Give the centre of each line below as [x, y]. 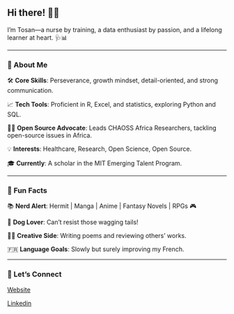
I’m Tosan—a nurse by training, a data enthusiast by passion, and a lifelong [115, 29]
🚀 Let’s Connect [34, 274]
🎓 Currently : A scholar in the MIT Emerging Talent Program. [95, 163]
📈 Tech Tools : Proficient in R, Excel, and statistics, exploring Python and [111, 105]
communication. [30, 91]
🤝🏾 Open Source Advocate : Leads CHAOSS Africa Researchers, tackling [112, 128]
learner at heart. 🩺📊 [37, 37]
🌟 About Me [28, 65]
